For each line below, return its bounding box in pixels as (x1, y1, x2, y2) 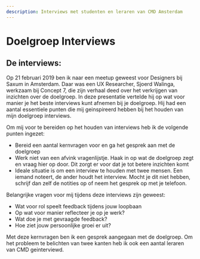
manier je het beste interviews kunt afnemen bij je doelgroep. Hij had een (6, 99, 186, 106)
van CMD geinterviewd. (6, 246, 64, 253)
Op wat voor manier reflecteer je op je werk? (14, 209, 125, 216)
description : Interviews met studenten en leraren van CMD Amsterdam (6, 8, 183, 15)
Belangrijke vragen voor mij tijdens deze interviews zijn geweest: (6, 191, 165, 198)
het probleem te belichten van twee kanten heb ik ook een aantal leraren (6, 239, 184, 246)
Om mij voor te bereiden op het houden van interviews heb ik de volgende (6, 124, 189, 131)
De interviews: (6, 58, 61, 69)
